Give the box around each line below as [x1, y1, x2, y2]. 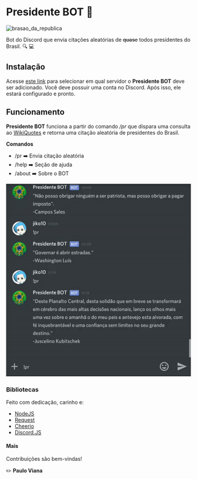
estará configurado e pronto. [6, 90, 76, 97]
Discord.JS [14, 429, 42, 436]
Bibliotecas [6, 385, 39, 393]
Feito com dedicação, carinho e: [6, 399, 84, 406]
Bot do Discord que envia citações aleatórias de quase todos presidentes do [6, 36, 191, 43]
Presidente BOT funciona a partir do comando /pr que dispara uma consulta [6, 123, 191, 130]
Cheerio [14, 423, 34, 430]
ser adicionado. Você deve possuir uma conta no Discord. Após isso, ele [6, 83, 181, 91]
